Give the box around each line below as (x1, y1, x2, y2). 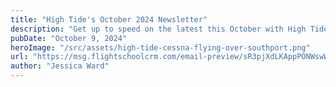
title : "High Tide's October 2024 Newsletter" (10, 14, 208, 25)
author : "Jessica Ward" (10, 61, 110, 71)
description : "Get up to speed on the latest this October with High (10, 24, 307, 34)
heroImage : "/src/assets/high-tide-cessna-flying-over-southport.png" (10, 42, 311, 53)
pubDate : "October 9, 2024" (10, 33, 128, 43)
